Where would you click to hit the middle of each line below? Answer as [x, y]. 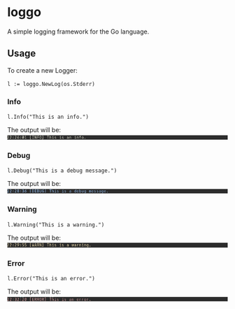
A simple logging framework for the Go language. [78, 31]
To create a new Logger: [43, 70]
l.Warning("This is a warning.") [56, 224]
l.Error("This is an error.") [51, 278]
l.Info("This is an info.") [48, 117]
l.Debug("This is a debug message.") [62, 171]
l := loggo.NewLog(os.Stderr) [51, 84]
